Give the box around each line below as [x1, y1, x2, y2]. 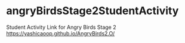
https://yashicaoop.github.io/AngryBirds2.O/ [6, 29, 115, 37]
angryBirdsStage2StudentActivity [6, 4, 179, 18]
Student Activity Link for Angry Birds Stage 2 [6, 24, 116, 31]
